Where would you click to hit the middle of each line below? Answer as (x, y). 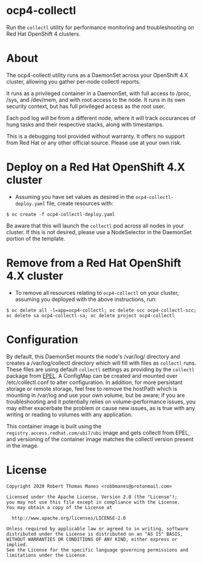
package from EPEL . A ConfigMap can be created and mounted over (92, 376)
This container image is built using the (54, 426)
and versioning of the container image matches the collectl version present (100, 439)
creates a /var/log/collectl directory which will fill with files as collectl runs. (101, 363)
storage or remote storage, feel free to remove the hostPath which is (92, 388)
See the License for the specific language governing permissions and (97, 550)
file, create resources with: (80, 203)
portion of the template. (36, 238)
